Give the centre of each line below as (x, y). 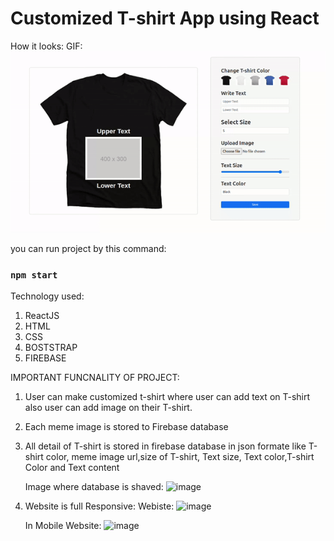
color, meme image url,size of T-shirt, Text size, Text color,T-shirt (180, 457)
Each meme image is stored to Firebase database (126, 427)
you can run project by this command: (88, 248)
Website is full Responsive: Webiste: (99, 506)
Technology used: (47, 296)
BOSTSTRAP (51, 348)
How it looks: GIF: (46, 46)
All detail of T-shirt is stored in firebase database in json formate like (165, 446)
